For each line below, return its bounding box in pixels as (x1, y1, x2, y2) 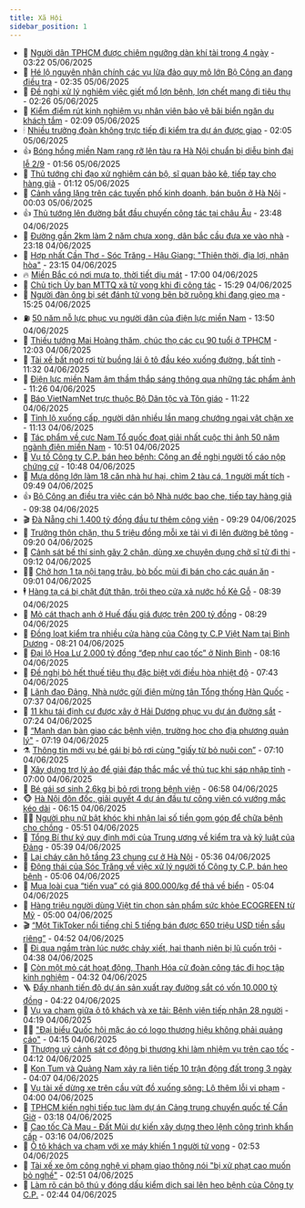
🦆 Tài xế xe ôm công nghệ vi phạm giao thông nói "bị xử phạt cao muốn (22, 1160, 291, 1171)
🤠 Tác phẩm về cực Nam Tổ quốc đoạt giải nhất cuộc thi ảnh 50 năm (22, 431, 280, 443)
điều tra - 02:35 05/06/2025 (22, 76, 129, 87)
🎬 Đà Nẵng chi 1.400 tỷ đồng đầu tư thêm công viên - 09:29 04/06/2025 (22, 513, 297, 525)
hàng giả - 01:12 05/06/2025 (22, 177, 130, 188)
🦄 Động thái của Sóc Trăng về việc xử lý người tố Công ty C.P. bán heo (22, 860, 289, 872)
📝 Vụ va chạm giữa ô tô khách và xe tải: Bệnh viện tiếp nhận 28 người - (22, 1004, 290, 1015)
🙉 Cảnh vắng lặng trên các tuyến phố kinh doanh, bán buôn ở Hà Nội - (22, 187, 287, 198)
